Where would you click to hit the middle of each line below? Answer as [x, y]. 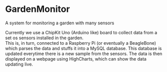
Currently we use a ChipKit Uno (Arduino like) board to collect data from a [81, 32]
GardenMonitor [37, 9]
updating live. [19, 64]
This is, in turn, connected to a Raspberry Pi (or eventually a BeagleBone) [81, 43]
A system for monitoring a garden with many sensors [60, 23]
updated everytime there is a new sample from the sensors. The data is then [84, 54]
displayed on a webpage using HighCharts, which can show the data [76, 59]
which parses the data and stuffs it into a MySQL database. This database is [83, 48]
